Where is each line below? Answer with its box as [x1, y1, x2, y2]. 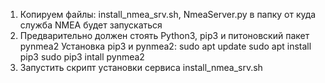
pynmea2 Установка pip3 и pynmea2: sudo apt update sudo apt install [19, 40, 312, 52]
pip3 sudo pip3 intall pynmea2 [19, 51, 145, 63]
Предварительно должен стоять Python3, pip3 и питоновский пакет [19, 30, 310, 41]
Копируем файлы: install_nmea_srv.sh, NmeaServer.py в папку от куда [19, 9, 317, 20]
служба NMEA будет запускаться [19, 19, 163, 31]
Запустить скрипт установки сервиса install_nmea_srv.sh [19, 62, 263, 73]
